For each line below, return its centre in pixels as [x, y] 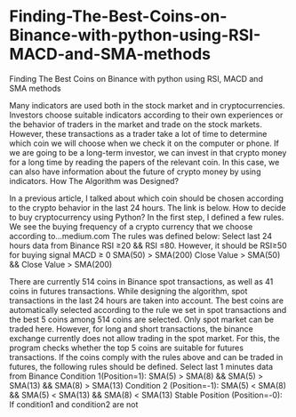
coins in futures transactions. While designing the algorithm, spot [128, 291]
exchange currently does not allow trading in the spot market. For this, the [144, 338]
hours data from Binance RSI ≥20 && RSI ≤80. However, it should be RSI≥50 [148, 245]
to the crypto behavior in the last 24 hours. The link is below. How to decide [148, 207]
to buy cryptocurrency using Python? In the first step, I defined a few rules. [147, 217]
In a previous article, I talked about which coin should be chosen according [147, 198]
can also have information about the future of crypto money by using [135, 172]
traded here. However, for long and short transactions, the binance [131, 329]
